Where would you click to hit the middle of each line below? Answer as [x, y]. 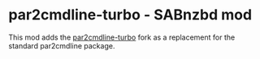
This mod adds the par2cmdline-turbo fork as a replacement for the [122, 37]
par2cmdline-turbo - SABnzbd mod [130, 15]
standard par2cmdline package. [62, 45]
